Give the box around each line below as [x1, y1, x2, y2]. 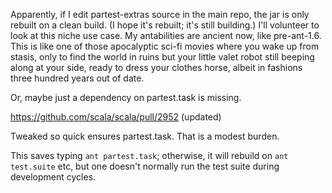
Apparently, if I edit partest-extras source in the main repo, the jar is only [10, 9, 310, 20]
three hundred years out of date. [10, 72, 145, 84]
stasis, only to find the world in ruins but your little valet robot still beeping [10, 51, 315, 63]
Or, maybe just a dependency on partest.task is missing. [10, 92, 242, 103]
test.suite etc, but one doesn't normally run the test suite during [10, 160, 280, 172]
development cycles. [10, 171, 97, 183]
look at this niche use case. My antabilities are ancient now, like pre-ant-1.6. [10, 30, 322, 41]
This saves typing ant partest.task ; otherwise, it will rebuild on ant [10, 150, 289, 161]
